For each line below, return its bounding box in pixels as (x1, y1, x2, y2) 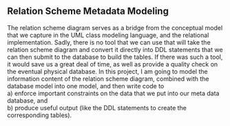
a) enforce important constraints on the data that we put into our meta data (7, 89, 220, 97)
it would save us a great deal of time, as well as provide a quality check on (7, 60, 218, 68)
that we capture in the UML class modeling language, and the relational (7, 31, 209, 39)
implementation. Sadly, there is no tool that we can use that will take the (7, 38, 211, 47)
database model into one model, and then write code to (7, 81, 165, 90)
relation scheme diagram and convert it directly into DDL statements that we (7, 45, 223, 53)
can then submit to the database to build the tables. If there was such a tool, (7, 53, 223, 61)
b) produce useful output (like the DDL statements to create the (7, 103, 187, 112)
